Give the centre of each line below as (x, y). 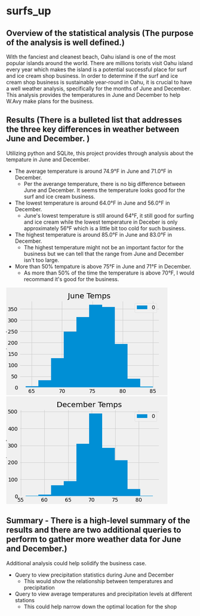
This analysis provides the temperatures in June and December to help (93, 95)
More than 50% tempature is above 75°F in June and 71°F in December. (103, 266)
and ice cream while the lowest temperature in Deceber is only (101, 222)
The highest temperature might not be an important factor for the (104, 247)
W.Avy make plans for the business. (50, 101)
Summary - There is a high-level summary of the (98, 521)
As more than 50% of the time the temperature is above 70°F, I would (109, 273)
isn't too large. (41, 260)
